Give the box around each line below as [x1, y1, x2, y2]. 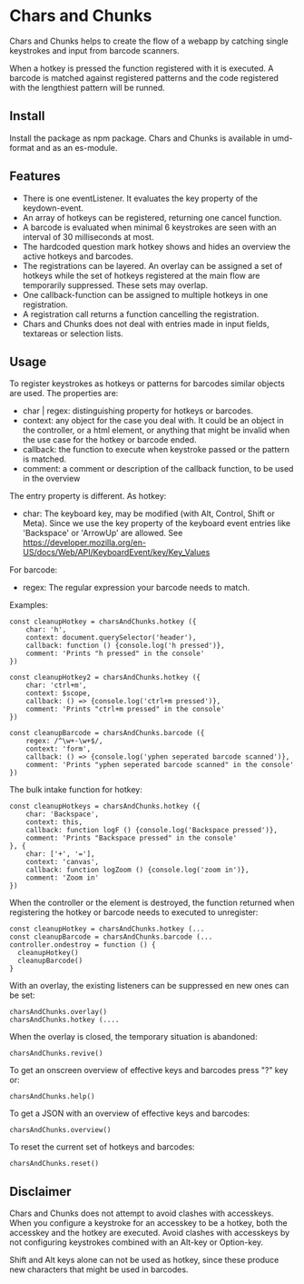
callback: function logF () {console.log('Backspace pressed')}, [25, 826, 279, 835]
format [9, 142, 34, 153]
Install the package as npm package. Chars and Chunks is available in [9, 133, 270, 144]
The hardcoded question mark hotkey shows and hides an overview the [22, 241, 291, 252]
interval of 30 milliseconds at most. [22, 231, 154, 242]
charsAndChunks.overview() [9, 1126, 112, 1135]
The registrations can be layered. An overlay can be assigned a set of [22, 260, 283, 271]
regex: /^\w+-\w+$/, [25, 737, 103, 746]
